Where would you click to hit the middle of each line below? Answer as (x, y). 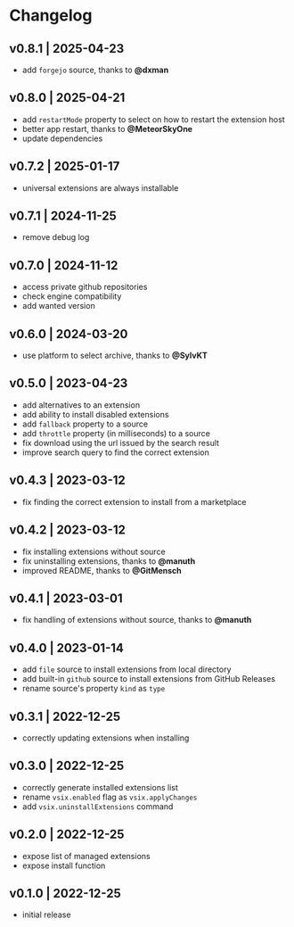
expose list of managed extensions (86, 856)
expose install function (64, 865)
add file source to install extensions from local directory (127, 669)
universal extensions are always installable (100, 187)
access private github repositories (85, 287)
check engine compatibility (72, 296)
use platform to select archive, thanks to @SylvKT (114, 356)
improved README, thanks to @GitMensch (102, 570)
